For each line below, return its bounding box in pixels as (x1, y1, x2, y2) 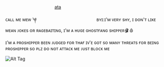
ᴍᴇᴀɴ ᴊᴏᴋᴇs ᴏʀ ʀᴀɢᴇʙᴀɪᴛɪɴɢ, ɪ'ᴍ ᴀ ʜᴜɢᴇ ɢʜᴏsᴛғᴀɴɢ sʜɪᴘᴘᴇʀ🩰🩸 (5, 27, 134, 33)
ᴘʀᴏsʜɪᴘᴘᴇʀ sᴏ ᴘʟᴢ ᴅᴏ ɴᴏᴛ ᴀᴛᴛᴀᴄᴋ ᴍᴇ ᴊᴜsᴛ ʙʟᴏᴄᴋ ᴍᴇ (5, 46, 110, 52)
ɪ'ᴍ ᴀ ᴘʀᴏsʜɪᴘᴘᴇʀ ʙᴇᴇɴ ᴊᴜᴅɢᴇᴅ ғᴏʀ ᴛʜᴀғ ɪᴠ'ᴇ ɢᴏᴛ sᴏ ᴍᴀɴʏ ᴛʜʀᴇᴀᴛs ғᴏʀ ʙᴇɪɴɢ (5, 39, 159, 46)
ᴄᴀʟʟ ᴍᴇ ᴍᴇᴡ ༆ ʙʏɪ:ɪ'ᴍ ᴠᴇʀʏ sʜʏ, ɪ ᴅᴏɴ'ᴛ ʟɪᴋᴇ (5, 16, 156, 23)
